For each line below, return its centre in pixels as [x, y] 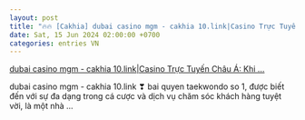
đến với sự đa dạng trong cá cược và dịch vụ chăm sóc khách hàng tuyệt [146, 96]
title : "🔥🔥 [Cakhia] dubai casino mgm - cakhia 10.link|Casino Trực [143, 26]
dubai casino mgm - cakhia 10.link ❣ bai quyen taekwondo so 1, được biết [147, 86]
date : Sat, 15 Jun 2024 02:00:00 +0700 [85, 35]
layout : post [34, 18]
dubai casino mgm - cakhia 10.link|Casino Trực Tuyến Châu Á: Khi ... [137, 69]
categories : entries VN [54, 43]
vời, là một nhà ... [42, 106]
